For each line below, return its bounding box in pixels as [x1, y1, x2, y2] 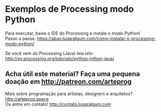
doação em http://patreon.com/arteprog [5, 77, 132, 86]
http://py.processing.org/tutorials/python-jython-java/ [5, 55, 114, 61]
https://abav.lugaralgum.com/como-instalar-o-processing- [36, 36, 156, 41]
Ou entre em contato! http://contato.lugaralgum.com [5, 101, 112, 107]
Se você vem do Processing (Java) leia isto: [5, 50, 94, 56]
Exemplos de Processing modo [5, 3, 134, 15]
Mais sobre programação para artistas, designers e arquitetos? [5, 90, 133, 97]
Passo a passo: [5, 36, 36, 41]
